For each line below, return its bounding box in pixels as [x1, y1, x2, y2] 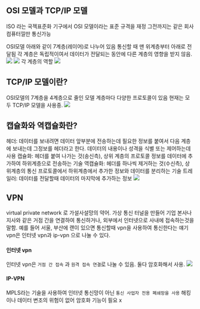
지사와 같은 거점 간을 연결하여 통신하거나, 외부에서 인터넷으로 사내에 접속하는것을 [6, 217, 195, 224]
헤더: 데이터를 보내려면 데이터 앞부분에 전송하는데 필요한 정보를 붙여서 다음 [6, 137, 180, 145]
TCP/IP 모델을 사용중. [12, 101, 63, 109]
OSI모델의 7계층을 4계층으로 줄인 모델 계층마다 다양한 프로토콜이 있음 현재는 [6, 94, 184, 101]
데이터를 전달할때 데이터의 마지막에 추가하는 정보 [19, 175, 133, 182]
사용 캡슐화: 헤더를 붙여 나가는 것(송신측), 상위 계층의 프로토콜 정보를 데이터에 [6, 152, 187, 160]
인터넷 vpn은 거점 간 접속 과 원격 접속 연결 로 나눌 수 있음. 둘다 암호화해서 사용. [6, 261, 185, 268]
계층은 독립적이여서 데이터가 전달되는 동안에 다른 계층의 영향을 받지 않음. [23, 50, 193, 57]
